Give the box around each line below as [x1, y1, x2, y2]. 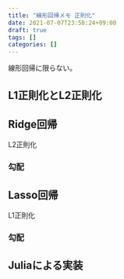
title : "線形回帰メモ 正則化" [8, 11, 96, 20]
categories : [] [8, 41, 58, 49]
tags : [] [8, 33, 37, 42]
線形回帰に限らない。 [8, 64, 76, 73]
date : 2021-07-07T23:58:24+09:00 [8, 19, 117, 27]
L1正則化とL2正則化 [8, 88, 103, 102]
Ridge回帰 [8, 117, 58, 130]
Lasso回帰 [8, 188, 58, 201]
